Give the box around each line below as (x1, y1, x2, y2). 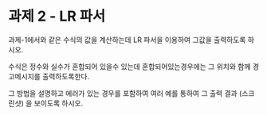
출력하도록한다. (42, 71, 90, 81)
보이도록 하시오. (33, 98, 84, 108)
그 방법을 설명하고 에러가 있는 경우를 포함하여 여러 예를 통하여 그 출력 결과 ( (8, 88, 242, 98)
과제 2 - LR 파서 (8, 7, 106, 25)
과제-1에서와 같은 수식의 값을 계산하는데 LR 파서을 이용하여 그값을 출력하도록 (8, 35, 246, 44)
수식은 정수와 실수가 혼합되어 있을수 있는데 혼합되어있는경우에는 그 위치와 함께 (8, 61, 251, 71)
